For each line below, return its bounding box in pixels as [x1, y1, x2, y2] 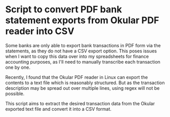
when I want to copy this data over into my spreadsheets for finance [5, 53, 150, 60]
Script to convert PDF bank [5, 4, 122, 15]
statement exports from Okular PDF [5, 14, 160, 26]
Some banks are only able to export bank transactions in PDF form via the [5, 42, 161, 48]
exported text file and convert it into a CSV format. [5, 106, 112, 112]
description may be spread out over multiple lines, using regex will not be [5, 85, 160, 91]
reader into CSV [5, 26, 75, 37]
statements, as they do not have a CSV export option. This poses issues [5, 48, 157, 54]
